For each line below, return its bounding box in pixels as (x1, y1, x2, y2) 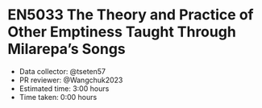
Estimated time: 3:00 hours (19, 83, 110, 93)
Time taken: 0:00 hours (19, 92, 98, 102)
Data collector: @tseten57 (19, 66, 106, 76)
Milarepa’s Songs (7, 40, 126, 58)
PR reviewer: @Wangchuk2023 (19, 75, 123, 85)
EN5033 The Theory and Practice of (7, 6, 254, 24)
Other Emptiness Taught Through (7, 23, 237, 41)
